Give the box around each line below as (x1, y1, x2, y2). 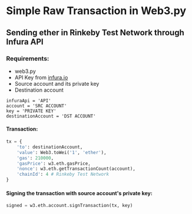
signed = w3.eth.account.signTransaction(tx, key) (6, 203, 133, 209)
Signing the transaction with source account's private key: (6, 189, 153, 196)
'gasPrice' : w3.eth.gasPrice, (16, 160, 91, 166)
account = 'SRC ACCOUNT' (6, 103, 67, 109)
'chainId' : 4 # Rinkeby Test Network (16, 172, 110, 178)
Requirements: (6, 54, 49, 62)
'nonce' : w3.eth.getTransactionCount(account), (16, 166, 135, 172)
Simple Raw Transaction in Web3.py (6, 4, 187, 18)
